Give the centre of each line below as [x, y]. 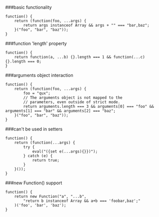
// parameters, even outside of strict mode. [72, 102]
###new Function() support [34, 183]
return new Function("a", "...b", [50, 196]
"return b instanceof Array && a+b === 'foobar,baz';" [82, 201]
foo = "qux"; [37, 93]
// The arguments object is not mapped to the [73, 98]
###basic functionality [28, 7]
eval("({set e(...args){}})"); [65, 152]
